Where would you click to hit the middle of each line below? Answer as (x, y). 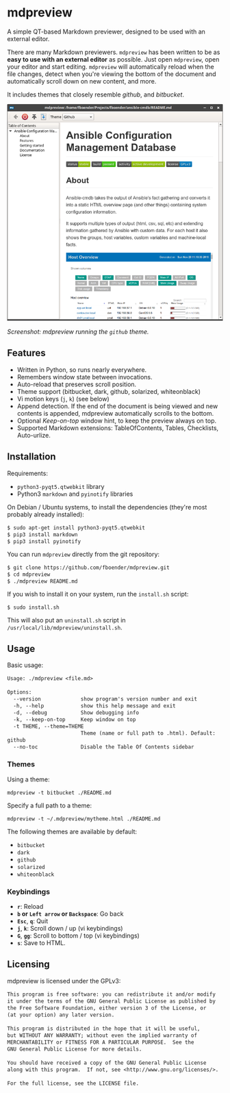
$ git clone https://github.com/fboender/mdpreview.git (88, 567)
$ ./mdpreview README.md (42, 581)
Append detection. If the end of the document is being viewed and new (117, 406)
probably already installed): (46, 514)
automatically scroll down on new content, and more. (82, 81)
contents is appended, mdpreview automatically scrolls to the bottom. (115, 413)
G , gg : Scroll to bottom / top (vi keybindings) (78, 935)
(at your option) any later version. (61, 1015)
